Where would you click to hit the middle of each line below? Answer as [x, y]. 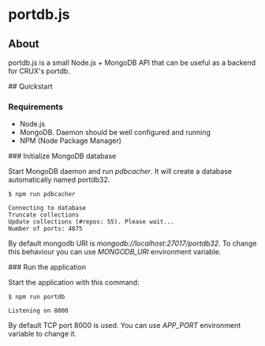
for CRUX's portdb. [39, 71]
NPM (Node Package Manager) [71, 141]
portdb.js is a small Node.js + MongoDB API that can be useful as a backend [132, 62]
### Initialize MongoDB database [62, 156]
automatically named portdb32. [59, 180]
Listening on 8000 [38, 311]
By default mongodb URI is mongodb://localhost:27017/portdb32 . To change [132, 243]
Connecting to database [47, 208]
